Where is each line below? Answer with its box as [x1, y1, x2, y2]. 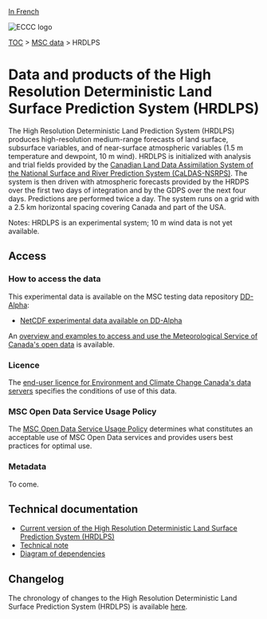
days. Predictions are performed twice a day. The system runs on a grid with [8, 193, 260, 203]
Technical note [19, 541, 69, 550]
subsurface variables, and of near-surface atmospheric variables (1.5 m [8, 143, 244, 153]
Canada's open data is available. [8, 339, 116, 349]
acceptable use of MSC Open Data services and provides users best [8, 433, 234, 442]
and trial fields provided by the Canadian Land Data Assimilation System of [8, 160, 253, 169]
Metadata [8, 461, 46, 472]
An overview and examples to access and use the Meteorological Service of [8, 331, 258, 340]
